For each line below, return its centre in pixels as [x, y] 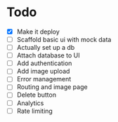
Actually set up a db [46, 48]
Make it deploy [38, 32]
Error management [44, 79]
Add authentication [44, 63]
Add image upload [43, 72]
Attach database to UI [48, 55]
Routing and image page [52, 87]
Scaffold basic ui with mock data [64, 40]
